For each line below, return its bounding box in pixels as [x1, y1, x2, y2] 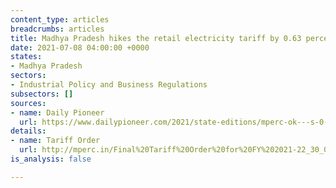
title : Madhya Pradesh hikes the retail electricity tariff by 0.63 [10, 33, 302, 43]
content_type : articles [10, 14, 110, 25]
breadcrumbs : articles [10, 24, 105, 34]
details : [10, 126, 47, 136]
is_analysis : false [10, 154, 92, 164]
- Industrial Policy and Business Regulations [10, 80, 208, 90]
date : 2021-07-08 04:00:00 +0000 [10, 42, 150, 53]
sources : [10, 98, 47, 108]
